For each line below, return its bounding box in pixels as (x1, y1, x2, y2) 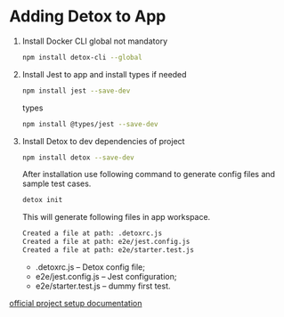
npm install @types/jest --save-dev (21, 119, 158, 128)
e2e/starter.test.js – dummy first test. (35, 280, 171, 291)
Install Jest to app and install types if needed (21, 69, 187, 79)
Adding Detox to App (9, 6, 166, 27)
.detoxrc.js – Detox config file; (35, 261, 145, 272)
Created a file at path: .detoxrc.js (21, 229, 163, 238)
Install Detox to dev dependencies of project (21, 135, 185, 146)
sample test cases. (21, 178, 92, 189)
